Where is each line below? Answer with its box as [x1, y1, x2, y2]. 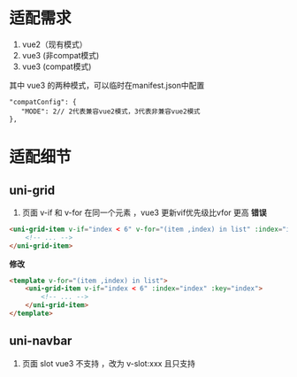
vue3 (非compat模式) [21, 50, 100, 60]
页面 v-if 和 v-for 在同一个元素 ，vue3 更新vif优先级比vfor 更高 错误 [21, 207, 267, 218]
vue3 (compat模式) [21, 61, 92, 72]
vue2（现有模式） [21, 39, 88, 50]
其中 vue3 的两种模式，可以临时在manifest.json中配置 [9, 80, 205, 90]
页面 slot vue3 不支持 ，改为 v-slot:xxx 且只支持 [21, 358, 196, 368]
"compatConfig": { [9, 97, 77, 106]
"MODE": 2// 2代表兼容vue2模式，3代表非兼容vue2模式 [20, 107, 201, 116]
